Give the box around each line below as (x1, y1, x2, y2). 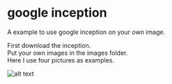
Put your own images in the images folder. (7, 49, 128, 57)
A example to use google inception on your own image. (7, 28, 166, 36)
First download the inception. (7, 41, 91, 49)
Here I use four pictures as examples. (7, 56, 115, 64)
